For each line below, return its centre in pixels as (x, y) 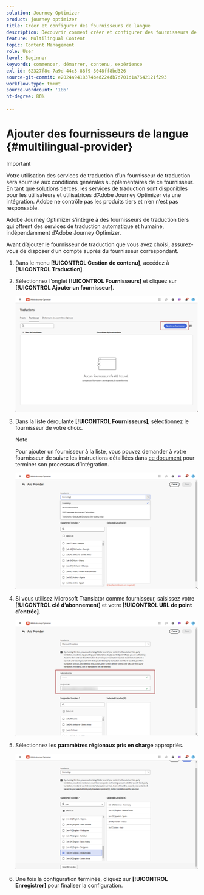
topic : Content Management (40, 45)
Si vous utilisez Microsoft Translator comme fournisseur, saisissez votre (105, 598)
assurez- (182, 244)
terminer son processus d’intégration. (62, 465)
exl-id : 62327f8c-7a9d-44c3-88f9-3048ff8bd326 (66, 71)
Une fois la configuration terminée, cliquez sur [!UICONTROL (91, 879)
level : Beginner (27, 58)
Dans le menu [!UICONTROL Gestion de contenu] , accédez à (92, 263)
